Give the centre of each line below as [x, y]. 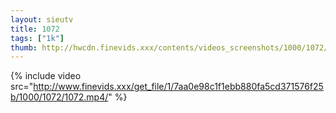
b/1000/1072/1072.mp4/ [59, 97]
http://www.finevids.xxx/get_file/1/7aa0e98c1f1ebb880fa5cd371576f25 [178, 87]
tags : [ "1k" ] [37, 38]
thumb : [24, 47]
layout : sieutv [42, 19]
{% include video [46, 76]
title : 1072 [35, 29]
